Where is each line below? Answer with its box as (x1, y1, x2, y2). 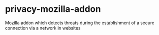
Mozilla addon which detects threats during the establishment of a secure (5, 20, 155, 26)
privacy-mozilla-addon (5, 3, 101, 15)
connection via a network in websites (5, 25, 81, 31)
